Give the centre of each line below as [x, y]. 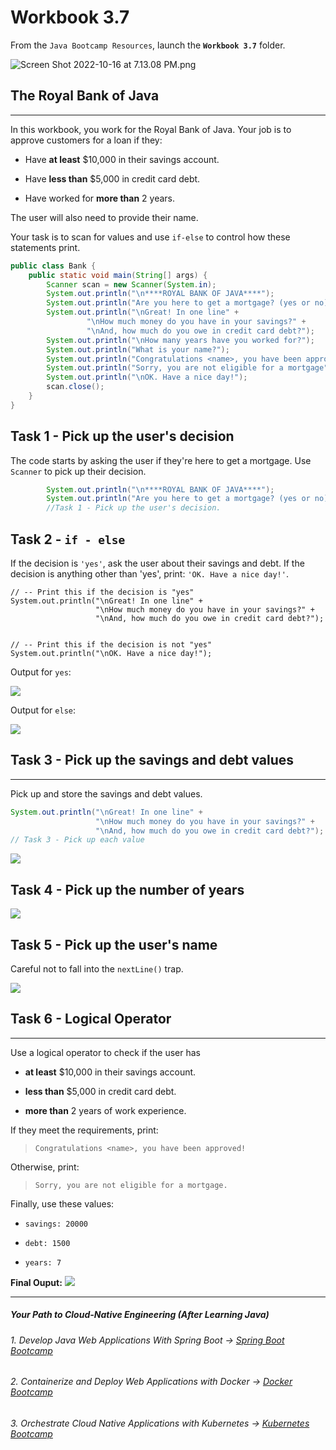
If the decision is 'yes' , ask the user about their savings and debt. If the [157, 563]
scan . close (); [75, 387]
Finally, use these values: [62, 1203]
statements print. [45, 247]
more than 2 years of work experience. [105, 1110]
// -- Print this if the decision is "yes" [102, 592]
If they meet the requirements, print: [84, 1130]
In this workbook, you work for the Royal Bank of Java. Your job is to [151, 129]
